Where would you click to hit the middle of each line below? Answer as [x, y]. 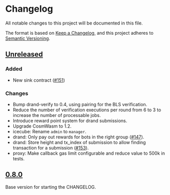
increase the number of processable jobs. [57, 115]
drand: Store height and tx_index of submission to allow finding [79, 142]
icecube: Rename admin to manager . [49, 131]
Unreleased [24, 54]
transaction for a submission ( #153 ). [51, 148]
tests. [18, 158]
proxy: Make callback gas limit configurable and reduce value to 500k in [89, 153]
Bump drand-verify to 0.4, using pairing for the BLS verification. [80, 104]
